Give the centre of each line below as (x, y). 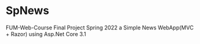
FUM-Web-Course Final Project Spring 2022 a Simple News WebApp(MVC (100, 28)
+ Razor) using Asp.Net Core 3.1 (46, 34)
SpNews (28, 11)
